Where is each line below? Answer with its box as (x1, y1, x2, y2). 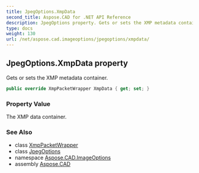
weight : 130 (6, 31, 36, 37)
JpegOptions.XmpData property (6, 58, 129, 68)
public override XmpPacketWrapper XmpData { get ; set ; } (6, 86, 150, 92)
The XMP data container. (6, 113, 67, 120)
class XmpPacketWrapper (14, 141, 78, 149)
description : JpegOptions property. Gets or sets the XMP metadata (6, 20, 176, 26)
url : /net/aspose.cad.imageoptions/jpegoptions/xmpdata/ (6, 36, 150, 42)
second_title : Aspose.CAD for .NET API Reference (6, 14, 131, 20)
